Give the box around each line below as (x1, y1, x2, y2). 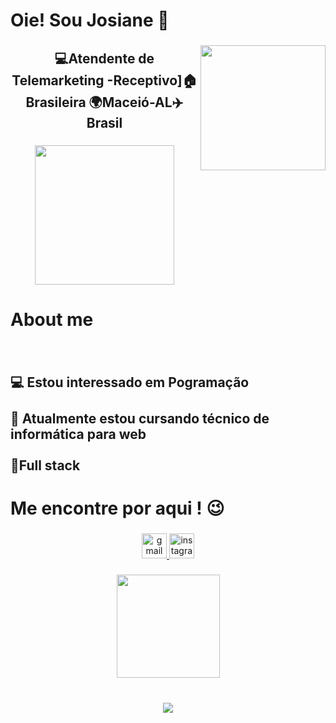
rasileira (25, 94, 87, 111)
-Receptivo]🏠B (106, 72, 198, 89)
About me (10, 308, 94, 331)
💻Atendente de (54, 50, 155, 67)
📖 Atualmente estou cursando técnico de (10, 410, 270, 427)
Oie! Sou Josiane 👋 (10, 9, 170, 32)
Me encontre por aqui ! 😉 (10, 497, 225, 520)
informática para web (10, 426, 147, 443)
